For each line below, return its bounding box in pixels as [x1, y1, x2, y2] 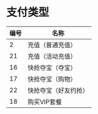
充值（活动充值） [27, 52, 77, 61]
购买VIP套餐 [27, 98, 62, 106]
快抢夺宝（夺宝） [27, 63, 77, 72]
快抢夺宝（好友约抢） [27, 86, 89, 95]
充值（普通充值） [27, 41, 77, 49]
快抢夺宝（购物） [27, 75, 77, 83]
